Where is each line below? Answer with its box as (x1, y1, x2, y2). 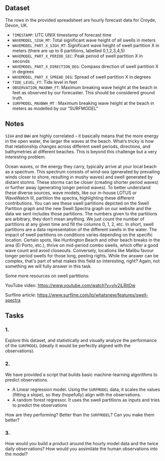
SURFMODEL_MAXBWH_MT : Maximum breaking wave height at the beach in (12, 100, 154, 106)
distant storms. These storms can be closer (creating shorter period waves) (5, 179, 159, 185)
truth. (12, 95, 24, 101)
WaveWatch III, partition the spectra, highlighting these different (5, 195, 134, 201)
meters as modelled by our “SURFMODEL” (12, 105, 99, 111)
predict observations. (5, 377, 48, 382)
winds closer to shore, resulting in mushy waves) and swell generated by (5, 174, 153, 180)
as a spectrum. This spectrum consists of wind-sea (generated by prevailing (5, 168, 160, 174)
